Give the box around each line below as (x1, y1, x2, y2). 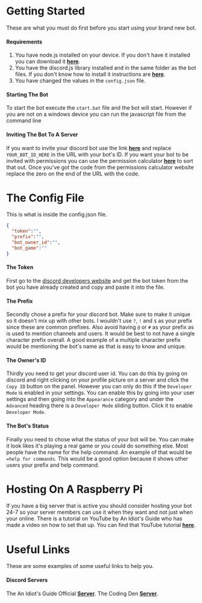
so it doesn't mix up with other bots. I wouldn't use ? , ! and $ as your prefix (6, 317, 193, 324)
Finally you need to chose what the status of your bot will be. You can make (6, 435, 194, 443)
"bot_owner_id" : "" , (11, 239, 61, 245)
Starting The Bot (6, 90, 48, 98)
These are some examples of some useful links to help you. (6, 563, 154, 570)
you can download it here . (14, 58, 80, 65)
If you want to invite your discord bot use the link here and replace (6, 144, 172, 151)
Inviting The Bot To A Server (6, 131, 78, 138)
